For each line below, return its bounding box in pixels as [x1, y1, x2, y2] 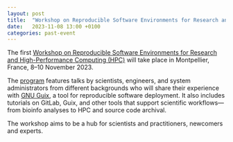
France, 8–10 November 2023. [7, 63, 94, 71]
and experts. [7, 127, 44, 135]
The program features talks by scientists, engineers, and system [7, 77, 191, 85]
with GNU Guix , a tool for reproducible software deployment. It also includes [7, 91, 225, 100]
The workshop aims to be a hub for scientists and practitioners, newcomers [7, 119, 223, 128]
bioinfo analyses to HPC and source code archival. [21, 106, 166, 114]
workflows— [188, 98, 224, 107]
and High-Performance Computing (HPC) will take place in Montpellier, [7, 56, 210, 64]
